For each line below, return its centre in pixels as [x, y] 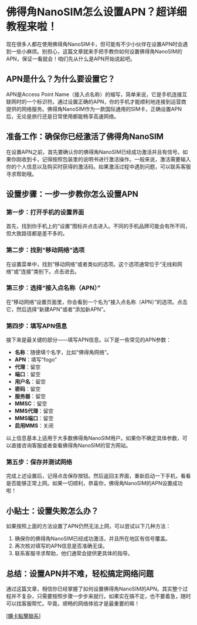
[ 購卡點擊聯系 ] [23, 616]
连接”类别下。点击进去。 [50, 271]
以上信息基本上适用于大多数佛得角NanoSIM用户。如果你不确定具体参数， [94, 438]
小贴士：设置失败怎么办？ [52, 511]
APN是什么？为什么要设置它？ [61, 79]
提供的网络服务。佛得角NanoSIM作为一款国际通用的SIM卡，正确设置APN [94, 109]
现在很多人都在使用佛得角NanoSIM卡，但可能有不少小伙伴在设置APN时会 [94, 44]
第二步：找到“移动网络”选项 [45, 250]
